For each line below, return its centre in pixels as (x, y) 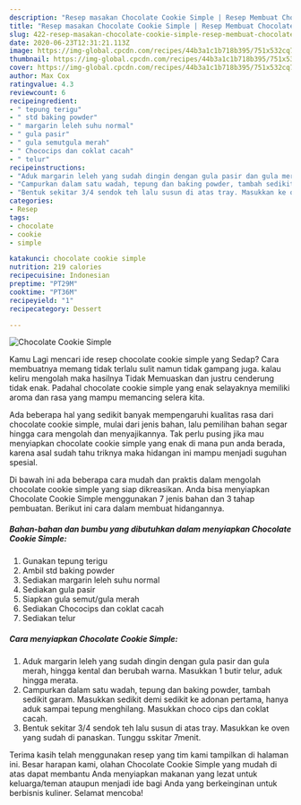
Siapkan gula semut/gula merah (81, 599)
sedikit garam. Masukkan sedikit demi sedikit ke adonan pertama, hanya (155, 699)
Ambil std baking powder (68, 571)
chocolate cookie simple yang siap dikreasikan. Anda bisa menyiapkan (140, 489)
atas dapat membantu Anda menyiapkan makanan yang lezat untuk (133, 774)
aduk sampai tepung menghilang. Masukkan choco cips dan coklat (146, 709)
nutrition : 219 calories (56, 267)
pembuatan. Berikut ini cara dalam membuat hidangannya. (117, 508)
